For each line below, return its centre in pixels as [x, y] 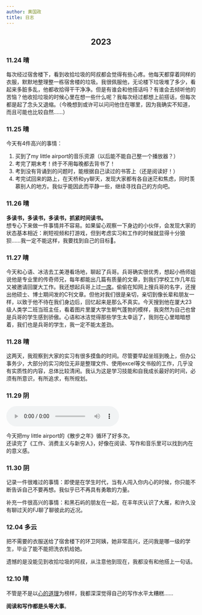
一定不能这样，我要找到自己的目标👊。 [72, 240]
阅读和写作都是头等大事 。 [38, 606]
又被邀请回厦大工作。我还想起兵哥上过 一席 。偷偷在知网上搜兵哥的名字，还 [98, 287]
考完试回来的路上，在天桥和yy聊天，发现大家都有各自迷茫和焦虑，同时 [102, 179]
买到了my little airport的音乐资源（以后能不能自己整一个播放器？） [97, 156]
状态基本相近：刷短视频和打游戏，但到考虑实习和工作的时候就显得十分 [93, 233]
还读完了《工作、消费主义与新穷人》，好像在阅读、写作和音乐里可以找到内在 [100, 443]
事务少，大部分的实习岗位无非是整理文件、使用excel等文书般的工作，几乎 [97, 364]
